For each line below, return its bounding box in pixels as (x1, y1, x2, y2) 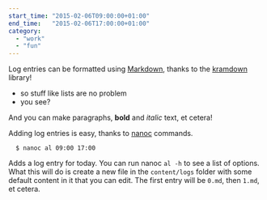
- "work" (15, 34, 45, 43)
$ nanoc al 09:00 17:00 (15, 144, 95, 152)
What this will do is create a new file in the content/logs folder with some (8, 167, 252, 177)
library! (8, 73, 32, 83)
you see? (19, 97, 51, 107)
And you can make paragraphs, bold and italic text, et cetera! (8, 113, 213, 122)
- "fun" (15, 42, 42, 50)
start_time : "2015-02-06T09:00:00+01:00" (8, 11, 150, 20)
